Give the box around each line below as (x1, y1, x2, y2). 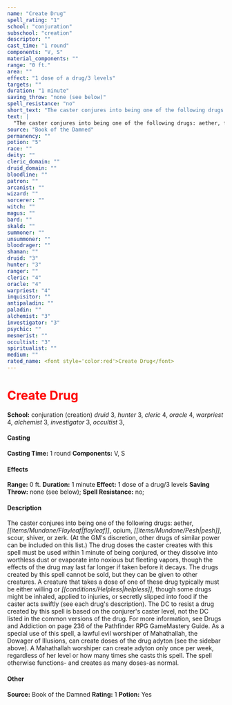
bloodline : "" (7, 171, 48, 178)
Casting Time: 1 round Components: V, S (7, 449, 126, 458)
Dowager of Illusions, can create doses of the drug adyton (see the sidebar (7, 636, 221, 645)
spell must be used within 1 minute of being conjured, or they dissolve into (7, 548, 218, 557)
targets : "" (7, 81, 41, 88)
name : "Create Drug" (7, 10, 67, 17)
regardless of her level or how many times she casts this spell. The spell (7, 652, 212, 660)
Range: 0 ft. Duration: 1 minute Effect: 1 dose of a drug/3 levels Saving (7, 481, 210, 489)
